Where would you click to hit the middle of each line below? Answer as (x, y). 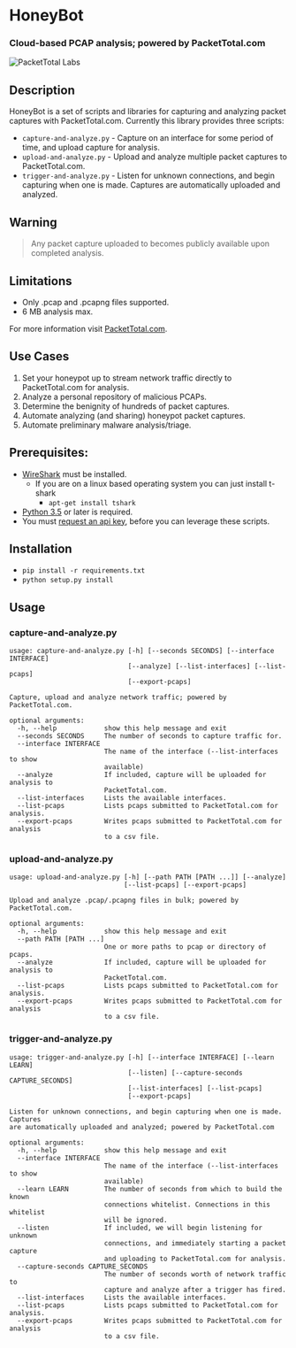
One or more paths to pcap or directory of (185, 947)
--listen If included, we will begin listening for (140, 1228)
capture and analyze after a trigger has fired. (195, 1290)
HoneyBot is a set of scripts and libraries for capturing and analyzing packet (148, 112)
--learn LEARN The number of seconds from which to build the (150, 1189)
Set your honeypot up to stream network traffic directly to (127, 378)
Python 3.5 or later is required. (77, 512)
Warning (33, 222)
